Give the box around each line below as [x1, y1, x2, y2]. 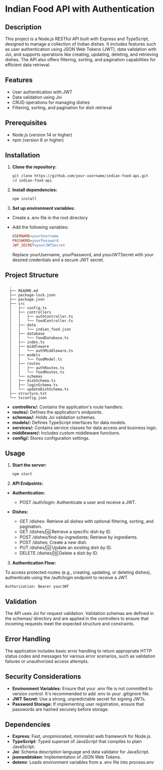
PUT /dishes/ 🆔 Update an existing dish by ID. [19, 544, 112, 551]
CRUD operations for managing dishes [12, 99, 90, 105]
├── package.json [9, 297, 45, 302]
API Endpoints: [12, 480, 44, 486]
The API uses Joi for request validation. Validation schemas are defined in [5, 611, 154, 616]
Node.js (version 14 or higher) [12, 132, 72, 137]
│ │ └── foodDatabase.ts [9, 335, 69, 340]
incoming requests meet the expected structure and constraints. [5, 621, 135, 627]
